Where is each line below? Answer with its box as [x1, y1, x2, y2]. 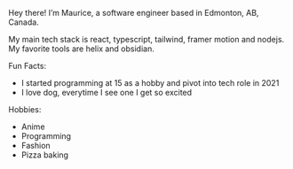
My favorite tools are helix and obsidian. [8, 43, 154, 54]
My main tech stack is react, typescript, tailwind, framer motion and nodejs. [8, 35, 285, 44]
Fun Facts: [8, 61, 46, 71]
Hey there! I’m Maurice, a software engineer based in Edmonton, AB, [8, 8, 259, 18]
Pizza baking [20, 150, 68, 160]
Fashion [20, 141, 51, 150]
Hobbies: [8, 104, 42, 114]
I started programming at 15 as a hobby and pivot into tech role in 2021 [20, 78, 280, 88]
